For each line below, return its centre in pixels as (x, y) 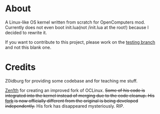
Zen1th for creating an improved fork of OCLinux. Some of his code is (75, 90)
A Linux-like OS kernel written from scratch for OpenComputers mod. (75, 22)
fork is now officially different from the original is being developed (72, 101)
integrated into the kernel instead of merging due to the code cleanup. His (80, 95)
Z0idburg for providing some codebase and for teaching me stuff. (71, 81)
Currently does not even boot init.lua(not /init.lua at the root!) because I (77, 27)
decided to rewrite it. (26, 32)
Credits (20, 67)
